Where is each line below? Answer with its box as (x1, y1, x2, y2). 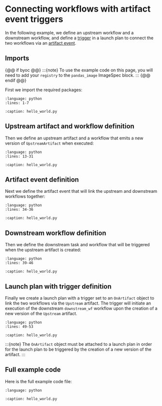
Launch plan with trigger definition (5, 282, 112, 290)
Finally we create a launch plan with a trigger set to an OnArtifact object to (5, 295, 155, 301)
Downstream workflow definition (5, 229, 106, 237)
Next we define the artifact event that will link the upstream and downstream (5, 188, 158, 194)
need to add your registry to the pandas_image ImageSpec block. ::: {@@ (5, 72, 151, 78)
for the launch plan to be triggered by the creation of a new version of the (5, 346, 151, 352)
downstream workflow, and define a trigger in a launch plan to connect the (5, 35, 154, 41)
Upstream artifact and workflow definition (5, 122, 134, 131)
